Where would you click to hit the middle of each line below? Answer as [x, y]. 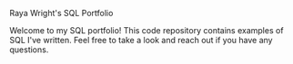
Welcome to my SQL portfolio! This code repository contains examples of [146, 30]
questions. [29, 50]
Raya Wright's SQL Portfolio [61, 13]
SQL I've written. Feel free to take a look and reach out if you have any [141, 40]
